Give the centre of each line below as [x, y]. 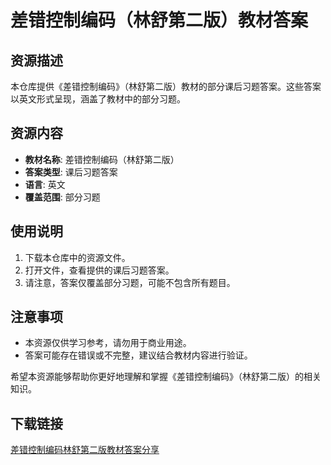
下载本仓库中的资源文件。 [77, 257]
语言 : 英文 [45, 184]
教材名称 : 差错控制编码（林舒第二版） [102, 159]
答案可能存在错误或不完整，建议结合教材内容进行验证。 [138, 355]
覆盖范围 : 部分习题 [62, 197]
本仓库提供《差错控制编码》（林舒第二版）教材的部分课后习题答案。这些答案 [166, 86]
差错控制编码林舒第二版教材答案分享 [85, 450]
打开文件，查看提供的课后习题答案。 [99, 270]
